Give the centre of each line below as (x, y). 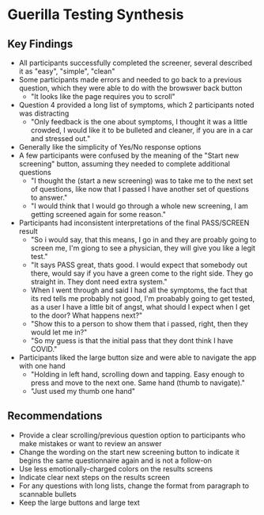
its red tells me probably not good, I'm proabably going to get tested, (143, 298)
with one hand (42, 366)
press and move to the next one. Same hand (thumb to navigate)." (138, 383)
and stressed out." (60, 139)
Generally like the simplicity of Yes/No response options (110, 147)
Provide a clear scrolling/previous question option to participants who (132, 435)
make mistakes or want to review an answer (91, 443)
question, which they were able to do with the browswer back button (130, 88)
